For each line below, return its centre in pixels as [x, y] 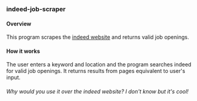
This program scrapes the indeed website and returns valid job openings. [98, 37]
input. [14, 77]
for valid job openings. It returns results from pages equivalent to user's [96, 71]
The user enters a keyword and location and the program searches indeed [99, 64]
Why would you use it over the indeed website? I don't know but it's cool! [98, 91]
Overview [19, 24]
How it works [23, 51]
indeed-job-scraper [36, 9]
